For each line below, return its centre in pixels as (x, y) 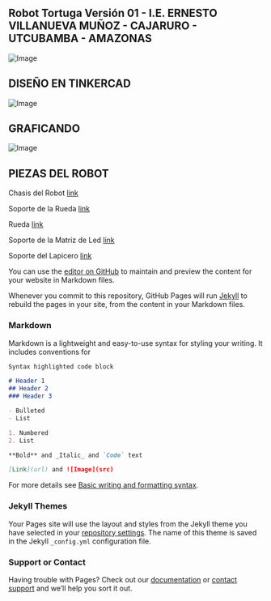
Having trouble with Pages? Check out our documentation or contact (123, 579)
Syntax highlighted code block (61, 367)
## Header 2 (28, 389)
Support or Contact (47, 562)
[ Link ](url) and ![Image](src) (61, 470)
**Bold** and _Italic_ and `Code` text (76, 455)
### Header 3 (30, 396)
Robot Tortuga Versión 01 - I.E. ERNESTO (113, 13)
